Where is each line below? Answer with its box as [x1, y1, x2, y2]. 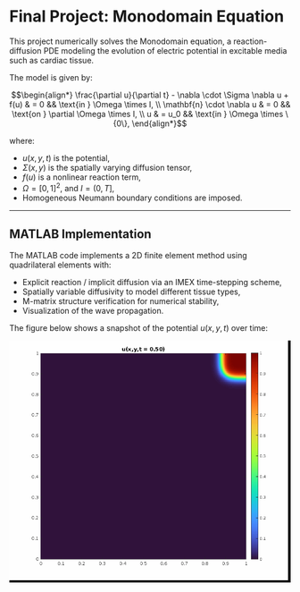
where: [9, 135, 36, 146]
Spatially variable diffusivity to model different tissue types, [21, 286, 241, 297]
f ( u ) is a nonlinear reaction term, [21, 172, 141, 182]
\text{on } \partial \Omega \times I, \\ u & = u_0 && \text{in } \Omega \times [12, 108, 284, 119]
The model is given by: [9, 72, 93, 82]
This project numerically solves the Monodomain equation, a [9, 36, 232, 47]
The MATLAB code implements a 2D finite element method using [9, 250, 247, 261]
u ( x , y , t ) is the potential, [21, 152, 110, 163]
